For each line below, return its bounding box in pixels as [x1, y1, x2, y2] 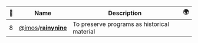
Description [108, 9, 142, 17]
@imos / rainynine [18, 24, 67, 32]
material [72, 28, 95, 35]
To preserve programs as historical [72, 20, 170, 28]
